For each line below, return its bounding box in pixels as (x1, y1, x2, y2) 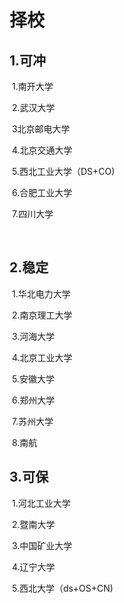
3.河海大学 (11, 330, 56, 342)
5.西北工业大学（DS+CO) (11, 166, 116, 177)
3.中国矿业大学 (11, 539, 73, 551)
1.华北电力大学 (11, 287, 71, 300)
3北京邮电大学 (11, 123, 71, 135)
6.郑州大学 (11, 394, 56, 406)
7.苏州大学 (11, 415, 54, 427)
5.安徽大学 (11, 372, 55, 385)
